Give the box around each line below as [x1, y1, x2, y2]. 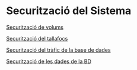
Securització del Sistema [6, 4, 132, 18]
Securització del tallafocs [6, 35, 68, 42]
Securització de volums [6, 24, 64, 31]
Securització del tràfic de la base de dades [6, 46, 111, 54]
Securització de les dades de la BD [6, 58, 92, 65]
